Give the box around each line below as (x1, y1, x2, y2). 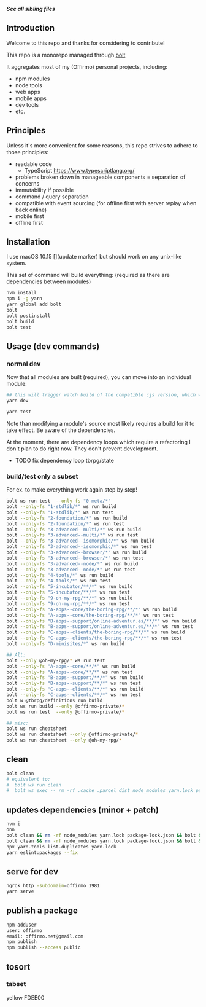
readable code (15, 160, 52, 168)
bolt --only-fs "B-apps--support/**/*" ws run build (6, 675, 144, 681)
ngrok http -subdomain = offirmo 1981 (6, 883, 100, 889)
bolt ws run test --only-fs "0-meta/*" (6, 498, 112, 504)
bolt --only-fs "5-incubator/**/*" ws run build (6, 584, 133, 590)
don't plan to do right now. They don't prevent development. (6, 445, 158, 452)
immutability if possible (15, 186, 74, 194)
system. (6, 259, 26, 267)
